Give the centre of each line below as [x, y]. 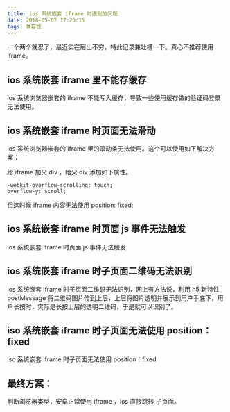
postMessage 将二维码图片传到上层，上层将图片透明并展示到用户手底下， [113, 298]
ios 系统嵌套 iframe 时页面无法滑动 [81, 130]
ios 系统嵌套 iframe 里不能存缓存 [77, 80]
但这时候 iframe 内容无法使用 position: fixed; [70, 205]
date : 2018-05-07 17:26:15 [46, 20]
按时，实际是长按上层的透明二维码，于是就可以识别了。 [98, 306]
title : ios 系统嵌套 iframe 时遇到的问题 [62, 14]
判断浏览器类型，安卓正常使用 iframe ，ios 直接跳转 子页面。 [94, 402]
